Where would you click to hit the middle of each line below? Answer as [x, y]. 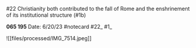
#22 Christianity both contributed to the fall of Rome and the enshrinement [98, 9]
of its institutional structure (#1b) [46, 15]
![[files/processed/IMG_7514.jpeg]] [49, 38]
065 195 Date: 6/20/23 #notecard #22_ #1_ [59, 27]
